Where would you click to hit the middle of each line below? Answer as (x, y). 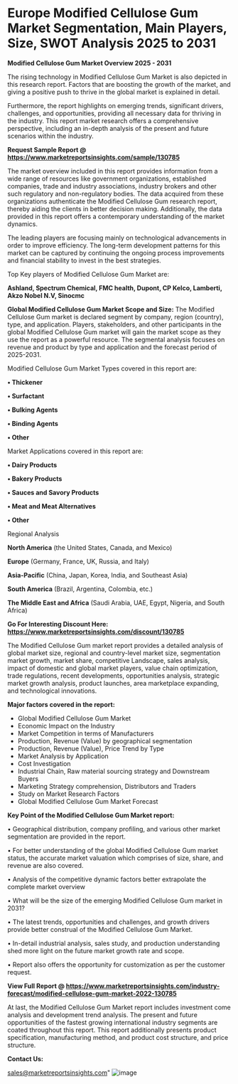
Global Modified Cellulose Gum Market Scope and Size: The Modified (111, 309)
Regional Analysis (33, 533)
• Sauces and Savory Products (53, 492)
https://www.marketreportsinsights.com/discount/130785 (96, 632)
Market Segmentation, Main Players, (117, 28)
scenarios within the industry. (50, 136)
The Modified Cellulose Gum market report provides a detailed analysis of (115, 645)
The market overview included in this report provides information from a (113, 171)
